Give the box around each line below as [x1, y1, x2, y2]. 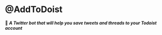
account [5, 25, 23, 31]
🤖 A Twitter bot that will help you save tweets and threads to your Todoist [5, 20, 157, 26]
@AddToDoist [5, 4, 63, 15]
